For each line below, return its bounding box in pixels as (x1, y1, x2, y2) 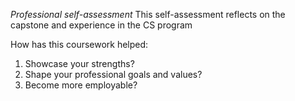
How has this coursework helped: (10, 39, 149, 50)
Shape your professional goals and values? (24, 69, 203, 80)
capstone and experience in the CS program (10, 19, 193, 31)
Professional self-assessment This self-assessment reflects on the (10, 9, 286, 20)
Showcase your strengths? (24, 58, 135, 69)
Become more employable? (24, 79, 138, 91)
